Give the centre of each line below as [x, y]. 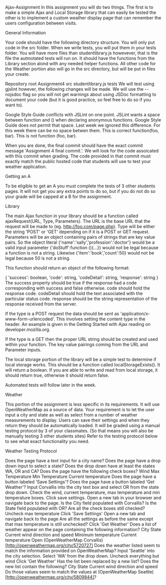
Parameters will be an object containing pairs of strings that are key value [80, 237]
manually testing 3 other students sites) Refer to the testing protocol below [81, 436]
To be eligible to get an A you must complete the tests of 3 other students [80, 186]
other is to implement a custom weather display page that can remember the [83, 18]
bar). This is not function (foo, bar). [41, 136]
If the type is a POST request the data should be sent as [62, 314]
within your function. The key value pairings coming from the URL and [77, 344]
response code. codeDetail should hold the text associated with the [74, 293]
